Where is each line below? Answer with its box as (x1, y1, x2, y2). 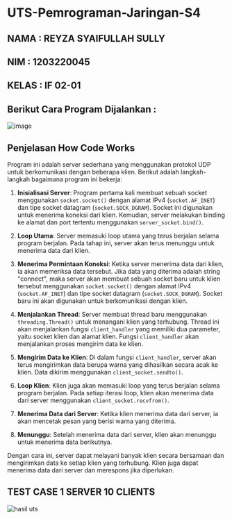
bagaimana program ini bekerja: (31, 175, 123, 183)
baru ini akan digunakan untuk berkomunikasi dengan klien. (17, 297, 188, 305)
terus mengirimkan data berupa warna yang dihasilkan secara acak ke (17, 360, 219, 369)
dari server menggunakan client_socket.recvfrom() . (17, 396, 169, 404)
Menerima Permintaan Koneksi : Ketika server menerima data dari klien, (17, 259, 224, 268)
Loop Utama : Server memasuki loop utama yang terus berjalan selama (17, 231, 219, 240)
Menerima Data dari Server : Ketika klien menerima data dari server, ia (17, 409, 219, 418)
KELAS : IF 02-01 (7, 80, 81, 92)
